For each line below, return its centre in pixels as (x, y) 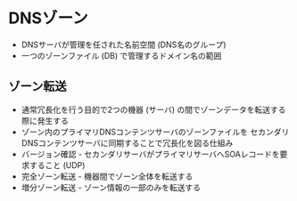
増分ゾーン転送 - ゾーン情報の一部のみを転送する (111, 187)
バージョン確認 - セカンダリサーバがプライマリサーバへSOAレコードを (150, 154)
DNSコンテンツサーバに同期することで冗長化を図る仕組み (127, 142)
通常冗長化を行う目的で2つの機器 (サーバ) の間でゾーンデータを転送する (153, 109)
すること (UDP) (57, 165)
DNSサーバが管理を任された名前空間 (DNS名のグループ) (124, 44)
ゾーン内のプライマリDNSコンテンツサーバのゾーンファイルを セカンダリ (155, 132)
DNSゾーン (48, 18)
